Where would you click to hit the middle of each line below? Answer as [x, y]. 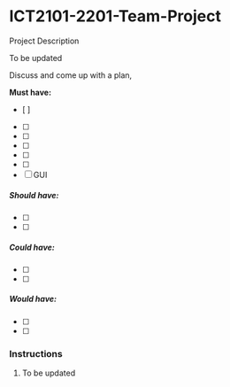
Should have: [34, 195]
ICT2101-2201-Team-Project [115, 16]
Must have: [30, 92]
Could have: [32, 247]
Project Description [44, 41]
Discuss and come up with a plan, [71, 75]
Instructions [36, 353]
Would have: [33, 299]
